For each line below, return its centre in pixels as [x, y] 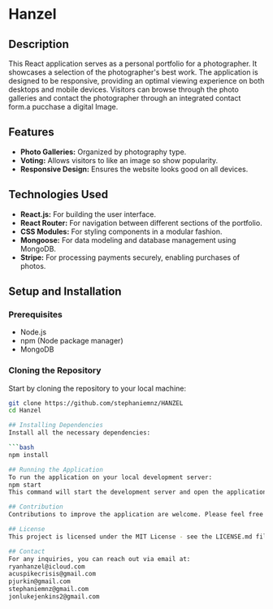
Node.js [33, 332]
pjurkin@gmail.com [39, 581]
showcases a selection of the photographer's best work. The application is [133, 72]
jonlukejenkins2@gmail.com [54, 597]
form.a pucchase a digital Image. [63, 107]
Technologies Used [58, 194]
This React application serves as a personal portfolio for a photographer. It [133, 63]
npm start [25, 485]
